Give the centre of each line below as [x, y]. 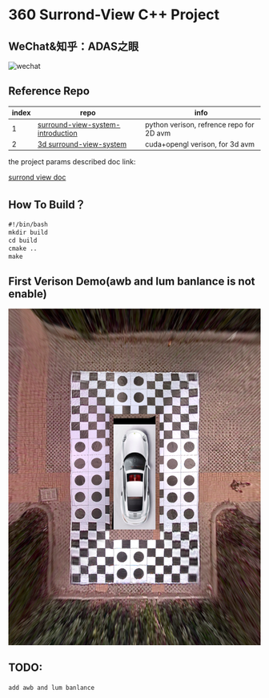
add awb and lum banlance [51, 688]
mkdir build [28, 233]
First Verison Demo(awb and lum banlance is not [132, 281]
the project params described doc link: [72, 162]
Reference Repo [49, 91]
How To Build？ [47, 205]
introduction [57, 133]
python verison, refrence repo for [200, 124]
